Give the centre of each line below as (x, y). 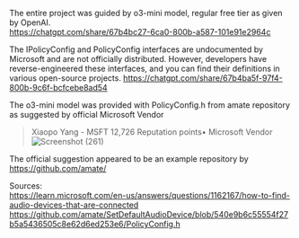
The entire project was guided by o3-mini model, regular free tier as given (146, 13)
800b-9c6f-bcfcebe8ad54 (58, 88)
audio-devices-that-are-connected (74, 205)
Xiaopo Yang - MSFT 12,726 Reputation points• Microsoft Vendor (152, 132)
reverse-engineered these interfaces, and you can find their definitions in (145, 68)
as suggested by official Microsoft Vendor (87, 115)
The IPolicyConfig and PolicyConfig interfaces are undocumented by (136, 49)
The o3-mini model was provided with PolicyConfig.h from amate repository (149, 105)
